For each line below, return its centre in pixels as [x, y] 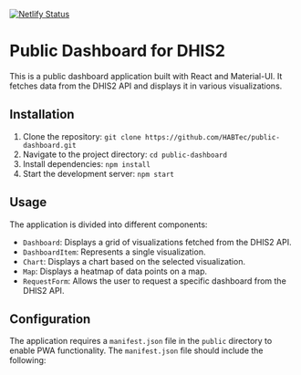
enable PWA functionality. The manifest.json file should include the [136, 350]
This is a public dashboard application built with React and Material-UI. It [146, 76]
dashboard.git [49, 145]
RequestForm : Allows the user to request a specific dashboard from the [155, 281]
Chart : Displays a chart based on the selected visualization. [134, 261]
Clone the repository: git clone [82, 136]
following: [28, 360]
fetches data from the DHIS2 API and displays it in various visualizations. [146, 86]
